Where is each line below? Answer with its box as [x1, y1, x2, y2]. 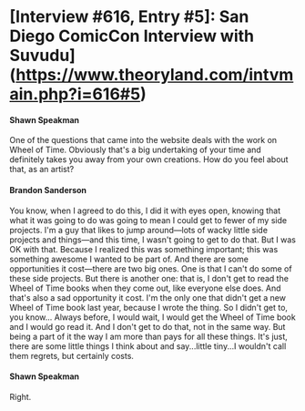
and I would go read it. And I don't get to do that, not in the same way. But [9, 321, 286, 332]
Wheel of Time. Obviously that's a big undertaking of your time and [9, 144, 261, 156]
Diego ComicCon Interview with [9, 26, 255, 46]
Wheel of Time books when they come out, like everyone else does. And [9, 283, 281, 293]
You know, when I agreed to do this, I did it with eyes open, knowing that [9, 205, 281, 216]
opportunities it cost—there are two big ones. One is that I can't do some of [9, 262, 293, 274]
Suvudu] [9, 46, 76, 66]
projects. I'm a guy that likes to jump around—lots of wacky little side [9, 224, 269, 235]
